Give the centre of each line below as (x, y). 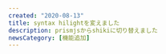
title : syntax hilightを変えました (64, 23)
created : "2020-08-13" (46, 15)
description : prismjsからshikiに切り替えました (83, 30)
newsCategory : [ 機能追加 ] (49, 38)
